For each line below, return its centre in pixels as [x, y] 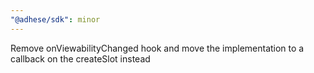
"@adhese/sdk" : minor [55, 19]
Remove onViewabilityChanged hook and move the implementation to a [157, 48]
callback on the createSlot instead [80, 58]
